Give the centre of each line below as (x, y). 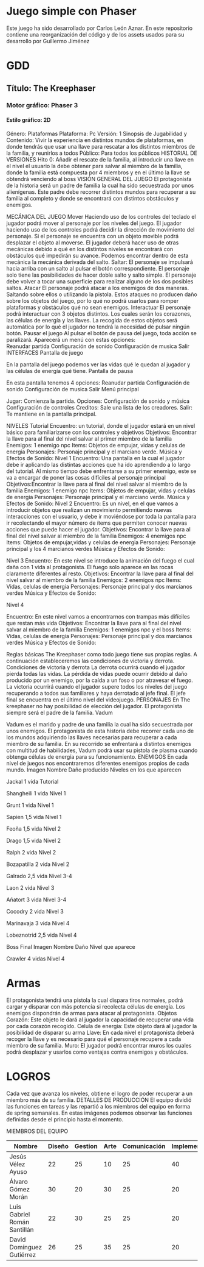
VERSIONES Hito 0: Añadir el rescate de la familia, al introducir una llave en (100, 159)
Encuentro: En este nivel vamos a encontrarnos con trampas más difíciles (98, 616)
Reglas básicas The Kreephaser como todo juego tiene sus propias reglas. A (102, 654)
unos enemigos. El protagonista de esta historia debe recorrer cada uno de (100, 731)
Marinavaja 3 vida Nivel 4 (38, 923)
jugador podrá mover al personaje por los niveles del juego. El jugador (94, 223)
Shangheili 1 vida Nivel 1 (36, 793)
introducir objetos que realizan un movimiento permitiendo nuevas (89, 509)
